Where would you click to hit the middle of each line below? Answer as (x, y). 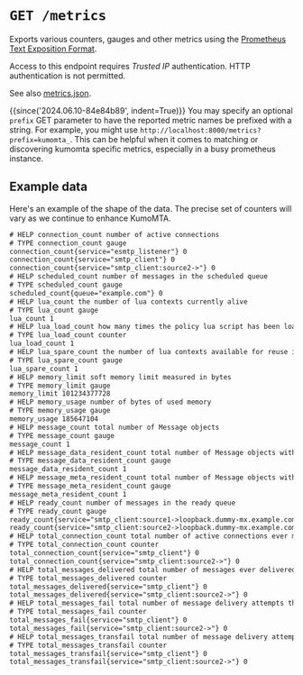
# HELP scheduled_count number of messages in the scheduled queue (139, 277)
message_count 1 (40, 444)
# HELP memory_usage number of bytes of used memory (110, 402)
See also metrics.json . (50, 93)
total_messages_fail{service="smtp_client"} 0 (98, 620)
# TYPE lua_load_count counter (68, 335)
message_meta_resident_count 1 (68, 494)
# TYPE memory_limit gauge (60, 386)
